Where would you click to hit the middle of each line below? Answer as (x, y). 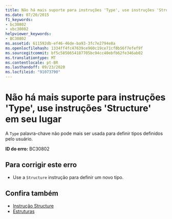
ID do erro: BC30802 (27, 149)
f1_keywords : (19, 19)
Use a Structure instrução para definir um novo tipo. (68, 177)
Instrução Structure (33, 206)
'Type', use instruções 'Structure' (78, 108)
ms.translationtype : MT (31, 58)
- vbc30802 (17, 29)
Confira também (32, 194)
